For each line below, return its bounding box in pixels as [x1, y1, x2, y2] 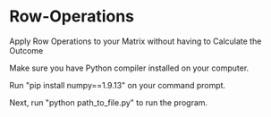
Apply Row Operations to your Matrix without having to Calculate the [9, 36, 262, 46]
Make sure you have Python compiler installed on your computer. [9, 63, 250, 73]
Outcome [9, 45, 44, 55]
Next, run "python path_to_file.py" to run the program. [9, 96, 208, 108]
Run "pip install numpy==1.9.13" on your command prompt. [9, 79, 226, 90]
